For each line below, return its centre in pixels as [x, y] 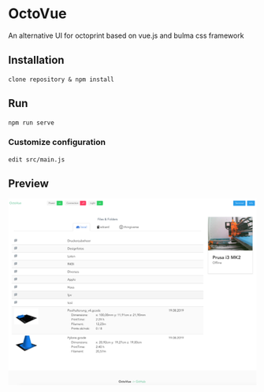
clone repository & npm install [61, 80]
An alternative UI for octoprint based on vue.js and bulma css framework [126, 35]
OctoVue [37, 14]
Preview [29, 184]
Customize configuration [57, 142]
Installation [36, 60]
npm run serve [32, 123]
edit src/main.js [37, 159]
